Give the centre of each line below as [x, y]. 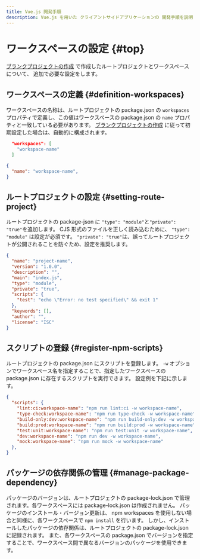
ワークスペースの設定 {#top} [75, 49]
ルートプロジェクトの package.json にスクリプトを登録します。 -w [87, 363]
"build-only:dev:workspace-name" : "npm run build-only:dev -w [96, 419]
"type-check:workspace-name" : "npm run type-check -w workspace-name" [106, 414]
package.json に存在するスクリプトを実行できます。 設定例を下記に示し [94, 378]
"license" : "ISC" [33, 322]
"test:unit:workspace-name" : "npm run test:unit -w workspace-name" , [105, 430]
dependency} [32, 483]
